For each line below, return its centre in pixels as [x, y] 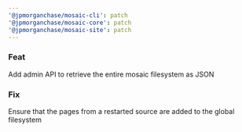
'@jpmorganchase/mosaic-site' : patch [70, 30]
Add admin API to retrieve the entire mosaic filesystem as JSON [111, 74]
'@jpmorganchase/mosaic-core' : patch [70, 23]
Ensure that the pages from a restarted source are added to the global [121, 111]
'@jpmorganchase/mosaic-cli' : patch [68, 15]
